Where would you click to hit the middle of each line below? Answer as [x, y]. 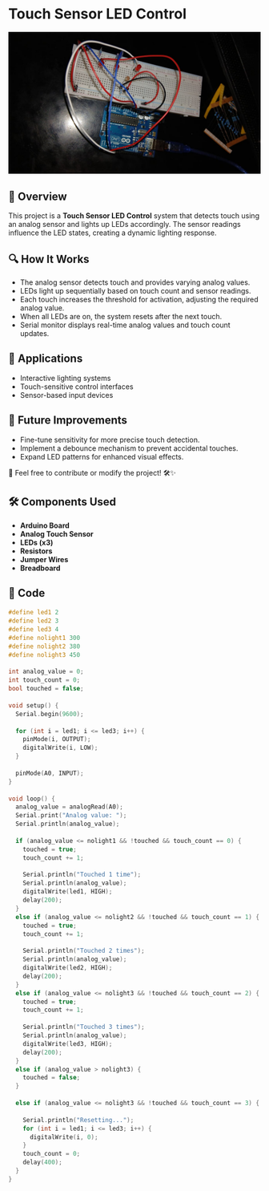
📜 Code [27, 593]
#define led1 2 [34, 613]
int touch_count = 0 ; [44, 680]
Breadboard [40, 568]
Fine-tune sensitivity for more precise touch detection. [110, 440]
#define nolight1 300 [44, 638]
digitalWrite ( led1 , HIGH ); [68, 892]
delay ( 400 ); [42, 1163]
